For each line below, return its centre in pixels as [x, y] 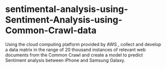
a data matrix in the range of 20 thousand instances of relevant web [75, 49]
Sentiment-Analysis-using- [64, 20]
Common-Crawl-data [51, 30]
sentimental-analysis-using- [67, 9]
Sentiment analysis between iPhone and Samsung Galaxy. [65, 60]
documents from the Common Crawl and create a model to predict [74, 55]
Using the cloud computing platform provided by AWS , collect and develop [83, 44]
